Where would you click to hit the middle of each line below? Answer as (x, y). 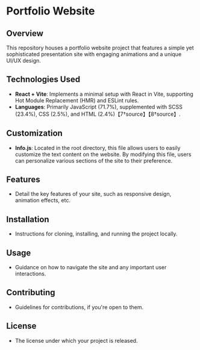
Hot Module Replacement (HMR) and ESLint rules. (77, 100)
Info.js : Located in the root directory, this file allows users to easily (98, 148)
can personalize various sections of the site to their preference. (94, 160)
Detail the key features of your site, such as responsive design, (93, 194)
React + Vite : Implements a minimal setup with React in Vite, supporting (104, 94)
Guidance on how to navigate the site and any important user (91, 267)
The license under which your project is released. (76, 340)
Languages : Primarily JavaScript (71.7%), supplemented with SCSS (98, 107)
